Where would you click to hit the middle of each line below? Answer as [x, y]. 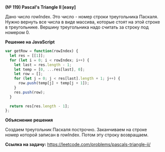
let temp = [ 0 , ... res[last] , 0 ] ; [49, 69]
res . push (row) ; [30, 92]
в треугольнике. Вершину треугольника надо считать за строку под [77, 27]
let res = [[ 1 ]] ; [27, 56]
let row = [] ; [28, 74]
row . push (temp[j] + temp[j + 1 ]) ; [54, 83]
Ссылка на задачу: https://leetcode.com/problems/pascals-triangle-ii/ [78, 145]
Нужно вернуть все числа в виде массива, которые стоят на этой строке [83, 22]
